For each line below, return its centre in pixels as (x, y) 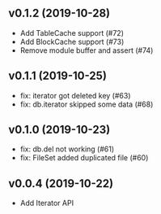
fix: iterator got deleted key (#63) (75, 95)
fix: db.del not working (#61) (67, 149)
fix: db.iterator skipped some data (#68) (87, 104)
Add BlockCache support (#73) (72, 41)
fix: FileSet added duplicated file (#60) (84, 158)
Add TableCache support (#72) (72, 33)
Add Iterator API (47, 203)
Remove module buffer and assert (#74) (87, 50)
